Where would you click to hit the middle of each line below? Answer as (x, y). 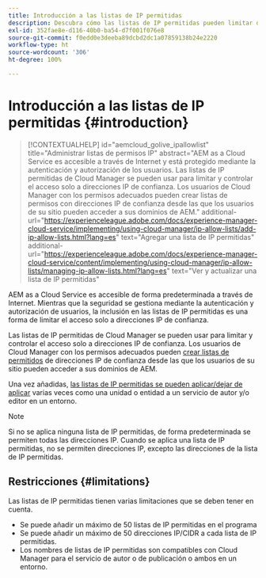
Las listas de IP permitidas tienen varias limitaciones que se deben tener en (131, 500)
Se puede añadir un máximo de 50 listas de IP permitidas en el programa (138, 524)
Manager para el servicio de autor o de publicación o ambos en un (128, 558)
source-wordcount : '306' (49, 52)
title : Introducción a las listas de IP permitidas (95, 15)
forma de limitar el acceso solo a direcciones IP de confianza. (109, 319)
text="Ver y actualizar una (214, 271)
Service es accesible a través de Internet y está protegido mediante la (141, 161)
